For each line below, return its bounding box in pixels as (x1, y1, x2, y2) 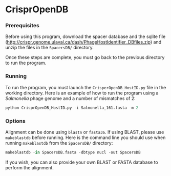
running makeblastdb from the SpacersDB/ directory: (5, 140, 113, 146)
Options (5, 117, 26, 124)
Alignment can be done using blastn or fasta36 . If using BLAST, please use (5, 129, 164, 135)
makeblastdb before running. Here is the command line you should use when (5, 134, 166, 141)
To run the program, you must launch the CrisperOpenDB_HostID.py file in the (5, 84, 166, 90)
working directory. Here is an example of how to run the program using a (5, 90, 159, 96)
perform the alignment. (5, 164, 54, 170)
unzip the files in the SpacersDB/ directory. (5, 45, 94, 51)
